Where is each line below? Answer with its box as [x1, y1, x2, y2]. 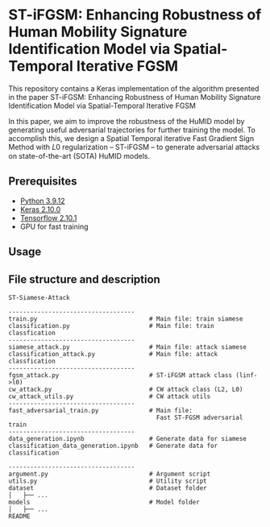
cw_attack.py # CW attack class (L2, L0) [8, 385, 243, 393]
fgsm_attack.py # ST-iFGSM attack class [8, 371, 232, 380]
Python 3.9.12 [19, 196, 65, 205]
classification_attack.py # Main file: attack [8, 350, 218, 358]
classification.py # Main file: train [8, 322, 215, 330]
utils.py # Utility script [8, 477, 207, 485]
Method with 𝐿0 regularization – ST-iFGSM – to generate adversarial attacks [8, 142, 260, 151]
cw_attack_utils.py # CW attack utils [8, 392, 211, 400]
